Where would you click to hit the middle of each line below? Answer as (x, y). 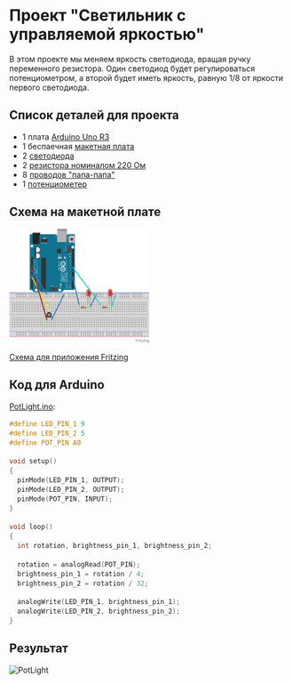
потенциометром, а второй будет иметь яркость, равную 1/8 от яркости (146, 77)
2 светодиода (48, 156)
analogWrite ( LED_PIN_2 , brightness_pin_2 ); (99, 612)
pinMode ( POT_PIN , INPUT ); (65, 499)
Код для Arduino (57, 385)
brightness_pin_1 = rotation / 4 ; (81, 574)
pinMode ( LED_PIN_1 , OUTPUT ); (71, 480)
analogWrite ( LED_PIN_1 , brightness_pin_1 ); (99, 602)
